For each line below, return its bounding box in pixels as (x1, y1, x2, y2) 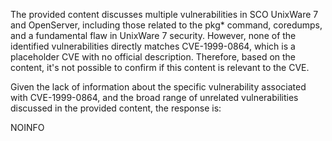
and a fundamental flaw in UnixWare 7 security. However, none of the (10, 30, 297, 41)
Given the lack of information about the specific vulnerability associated (10, 81, 307, 93)
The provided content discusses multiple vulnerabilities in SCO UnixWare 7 (10, 9, 319, 20)
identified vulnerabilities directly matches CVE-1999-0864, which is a (10, 40, 296, 52)
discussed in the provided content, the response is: (10, 102, 222, 114)
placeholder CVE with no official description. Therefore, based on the (10, 51, 297, 63)
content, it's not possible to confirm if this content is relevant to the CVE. (10, 62, 310, 73)
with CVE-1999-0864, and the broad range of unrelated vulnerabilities (10, 92, 299, 103)
